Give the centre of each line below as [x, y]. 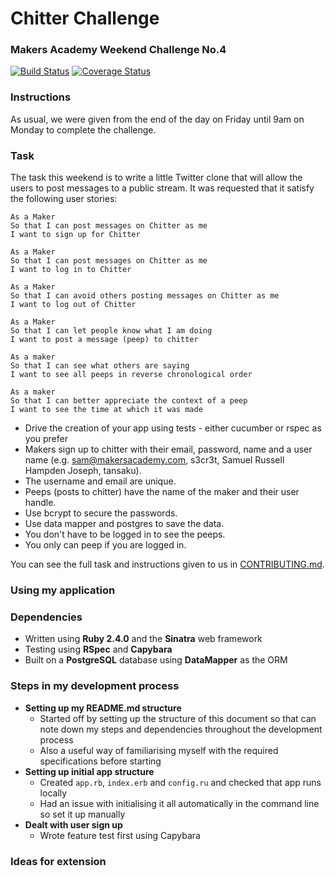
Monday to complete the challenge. [83, 129]
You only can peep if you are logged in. [105, 545]
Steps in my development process [95, 686]
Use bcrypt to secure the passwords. [101, 513]
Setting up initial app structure [89, 771]
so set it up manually [82, 814]
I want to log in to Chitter [71, 270]
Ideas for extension [58, 861]
